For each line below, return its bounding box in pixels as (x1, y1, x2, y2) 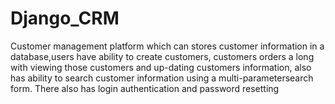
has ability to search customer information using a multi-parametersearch (10, 72, 314, 84)
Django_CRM (10, 7, 120, 30)
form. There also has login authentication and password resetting (10, 82, 280, 94)
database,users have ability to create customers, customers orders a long (10, 50, 315, 62)
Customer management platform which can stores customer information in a (10, 40, 325, 52)
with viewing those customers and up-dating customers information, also (10, 61, 312, 73)
